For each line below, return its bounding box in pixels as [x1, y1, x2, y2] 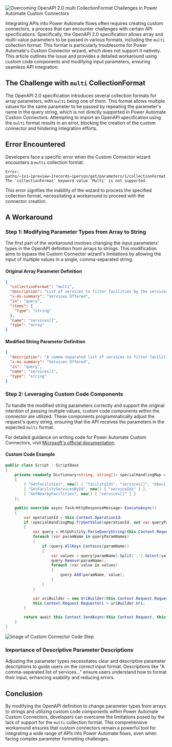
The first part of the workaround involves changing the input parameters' [5, 240, 160, 246]
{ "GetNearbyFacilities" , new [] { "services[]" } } [24, 491, 137, 497]
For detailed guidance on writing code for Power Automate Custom [5, 434, 147, 440]
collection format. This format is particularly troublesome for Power [5, 42, 147, 48]
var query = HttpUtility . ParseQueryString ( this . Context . [32, 529, 157, 534]
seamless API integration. [5, 64, 59, 70]
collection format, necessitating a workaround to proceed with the [5, 193, 145, 199]
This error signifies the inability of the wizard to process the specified [5, 187, 152, 193]
